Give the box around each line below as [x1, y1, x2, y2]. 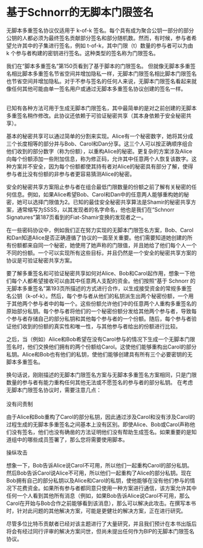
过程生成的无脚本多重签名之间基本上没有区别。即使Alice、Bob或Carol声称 [6, 421, 190, 428]
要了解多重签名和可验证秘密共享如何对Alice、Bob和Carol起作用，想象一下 [6, 269, 190, 276]
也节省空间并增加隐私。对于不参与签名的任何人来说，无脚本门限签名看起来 [6, 77, 192, 85]
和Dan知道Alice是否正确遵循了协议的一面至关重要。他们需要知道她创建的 [6, 234, 187, 241]
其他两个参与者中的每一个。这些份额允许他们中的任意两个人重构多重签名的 [11, 299, 197, 307]
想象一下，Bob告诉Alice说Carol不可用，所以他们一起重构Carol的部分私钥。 [6, 461, 193, 469]
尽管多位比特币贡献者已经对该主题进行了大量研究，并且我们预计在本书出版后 [6, 520, 197, 527]
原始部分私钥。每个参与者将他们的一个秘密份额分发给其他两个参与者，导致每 [6, 307, 197, 315]
